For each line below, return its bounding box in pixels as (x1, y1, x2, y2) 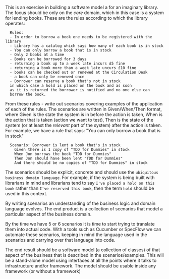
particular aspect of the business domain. (5, 211, 92, 217)
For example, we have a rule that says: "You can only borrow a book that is (5, 128, 160, 133)
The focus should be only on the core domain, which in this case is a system (5, 10, 164, 16)
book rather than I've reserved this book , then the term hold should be (5, 185, 154, 191)
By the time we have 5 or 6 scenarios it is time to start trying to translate (5, 221, 155, 227)
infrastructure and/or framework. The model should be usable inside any (5, 263, 156, 269)
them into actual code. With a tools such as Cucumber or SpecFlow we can (5, 227, 161, 232)
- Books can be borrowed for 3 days (10, 57, 87, 62)
